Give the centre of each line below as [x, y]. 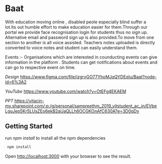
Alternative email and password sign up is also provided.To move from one [80, 37]
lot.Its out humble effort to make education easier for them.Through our [76, 27]
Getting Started [29, 126]
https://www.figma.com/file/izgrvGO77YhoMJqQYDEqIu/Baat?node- [89, 77]
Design [12, 77]
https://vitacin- [29, 100]
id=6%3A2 [16, 82]
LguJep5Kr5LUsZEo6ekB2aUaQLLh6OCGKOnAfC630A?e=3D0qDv [72, 111]
